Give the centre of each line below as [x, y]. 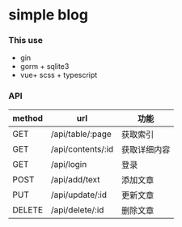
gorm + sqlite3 [44, 66]
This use [25, 41]
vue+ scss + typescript [59, 75]
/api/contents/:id [82, 149]
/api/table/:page [81, 134]
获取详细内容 [146, 149]
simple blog [49, 15]
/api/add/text [75, 179]
